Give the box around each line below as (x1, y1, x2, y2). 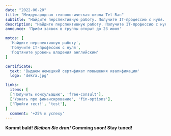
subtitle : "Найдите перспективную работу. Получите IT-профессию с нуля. (5, 17, 165, 22)
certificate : (5, 64, 33, 69)
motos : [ (5, 36, 24, 41)
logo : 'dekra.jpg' (10, 73, 49, 78)
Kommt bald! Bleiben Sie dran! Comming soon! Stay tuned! (5, 125, 133, 131)
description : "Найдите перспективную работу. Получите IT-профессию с (5, 21, 158, 27)
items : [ (10, 87, 28, 92)
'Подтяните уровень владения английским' (10, 49, 99, 55)
